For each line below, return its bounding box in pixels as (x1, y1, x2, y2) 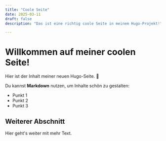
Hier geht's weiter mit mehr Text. (5, 130, 72, 136)
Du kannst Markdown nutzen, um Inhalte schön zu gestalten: (5, 83, 130, 89)
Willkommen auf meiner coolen (5, 46, 136, 58)
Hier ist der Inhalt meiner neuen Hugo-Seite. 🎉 (5, 73, 99, 79)
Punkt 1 (12, 92, 28, 99)
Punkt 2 (12, 98, 29, 104)
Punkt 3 (12, 103, 29, 109)
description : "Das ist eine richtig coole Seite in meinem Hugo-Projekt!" (5, 21, 163, 26)
